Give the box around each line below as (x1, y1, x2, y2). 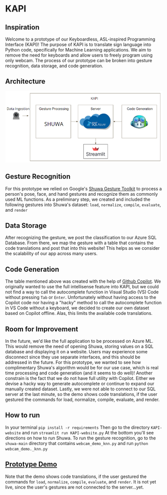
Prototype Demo (5, 460, 57, 468)
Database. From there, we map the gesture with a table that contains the (5, 240, 154, 246)
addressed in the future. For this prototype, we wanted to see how (5, 359, 141, 365)
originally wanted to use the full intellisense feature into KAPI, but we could (5, 284, 159, 290)
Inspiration (5, 23, 40, 32)
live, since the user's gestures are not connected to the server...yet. (5, 484, 144, 490)
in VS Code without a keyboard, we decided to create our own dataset (5, 305, 150, 311)
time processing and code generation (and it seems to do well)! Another (5, 370, 153, 376)
